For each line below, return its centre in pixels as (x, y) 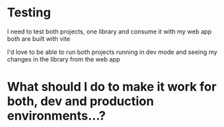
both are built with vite (39, 38)
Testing (29, 13)
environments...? (57, 116)
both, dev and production (80, 101)
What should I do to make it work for (112, 87)
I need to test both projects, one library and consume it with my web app (110, 31)
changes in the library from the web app (64, 59)
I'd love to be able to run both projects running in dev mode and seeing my (112, 52)
